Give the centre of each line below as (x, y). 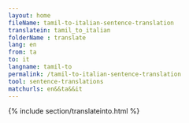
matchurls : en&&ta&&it (45, 89)
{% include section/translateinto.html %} (74, 111)
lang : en (22, 45)
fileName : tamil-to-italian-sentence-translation (91, 23)
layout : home (30, 15)
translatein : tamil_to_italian (59, 30)
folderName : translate (47, 37)
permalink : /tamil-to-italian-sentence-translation (94, 74)
